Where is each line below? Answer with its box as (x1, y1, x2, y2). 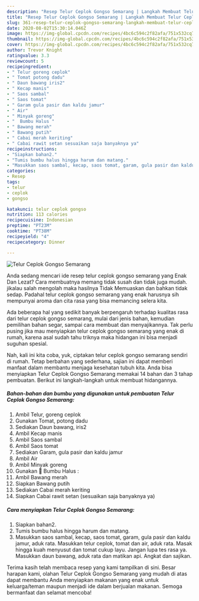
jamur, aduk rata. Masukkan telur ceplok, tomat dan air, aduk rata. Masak (15, 540, 193, 547)
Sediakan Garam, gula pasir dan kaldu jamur (15, 449, 123, 456)
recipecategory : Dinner (6, 239, 66, 245)
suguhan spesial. (6, 340, 48, 347)
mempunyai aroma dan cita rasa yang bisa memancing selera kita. (6, 297, 168, 304)
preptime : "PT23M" (6, 223, 52, 229)
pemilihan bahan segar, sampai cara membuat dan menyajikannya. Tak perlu (6, 321, 193, 328)
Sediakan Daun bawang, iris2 (15, 424, 87, 431)
